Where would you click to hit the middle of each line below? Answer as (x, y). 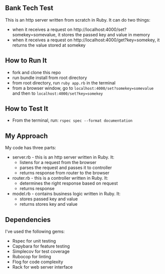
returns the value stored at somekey (49, 45)
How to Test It (27, 109)
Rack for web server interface (42, 267)
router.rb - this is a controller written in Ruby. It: (60, 178)
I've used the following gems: (35, 232)
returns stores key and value (49, 204)
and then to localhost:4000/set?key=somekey (58, 93)
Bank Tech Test (29, 8)
